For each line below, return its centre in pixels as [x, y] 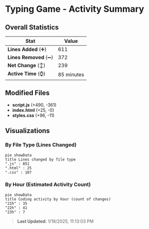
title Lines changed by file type [41, 159]
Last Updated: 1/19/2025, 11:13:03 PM [55, 221]
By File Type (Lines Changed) [41, 145]
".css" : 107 [18, 172]
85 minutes [71, 74]
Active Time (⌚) [27, 74]
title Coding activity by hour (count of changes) [58, 199]
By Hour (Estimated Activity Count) [48, 185]
